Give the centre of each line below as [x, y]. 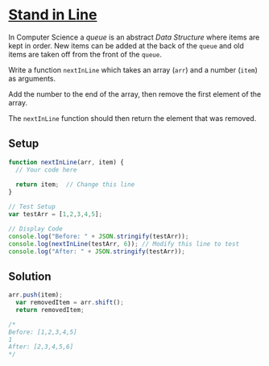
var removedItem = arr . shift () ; [70, 303]
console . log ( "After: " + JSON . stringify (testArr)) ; [97, 252]
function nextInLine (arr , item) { [66, 162]
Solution [30, 276]
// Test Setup [32, 207]
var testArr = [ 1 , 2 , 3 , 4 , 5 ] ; [56, 214]
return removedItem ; [50, 310]
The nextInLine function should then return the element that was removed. [132, 118]
